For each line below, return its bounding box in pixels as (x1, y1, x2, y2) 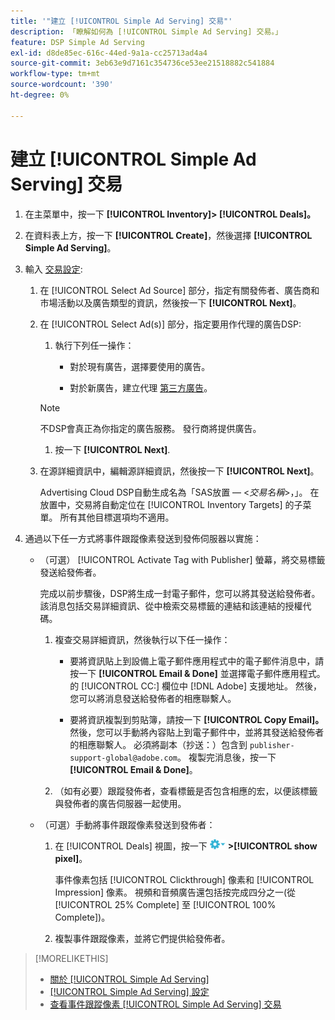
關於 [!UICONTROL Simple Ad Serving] (49, 973, 210, 985)
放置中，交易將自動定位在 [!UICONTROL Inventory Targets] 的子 (39, 498, 303, 510)
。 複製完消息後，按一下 (177, 751, 277, 763)
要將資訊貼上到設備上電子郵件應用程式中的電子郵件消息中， (69, 655, 316, 667)
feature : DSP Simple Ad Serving (10, 37, 145, 47)
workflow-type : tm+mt (10, 69, 101, 79)
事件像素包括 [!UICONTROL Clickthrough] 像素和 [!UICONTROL (54, 873, 315, 885)
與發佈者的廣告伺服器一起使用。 (54, 797, 187, 809)
